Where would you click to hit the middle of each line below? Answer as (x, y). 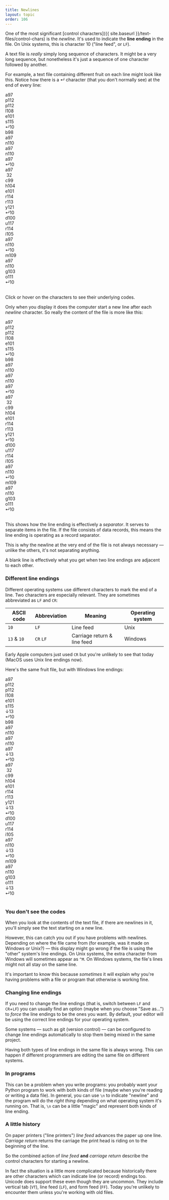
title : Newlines (22, 10)
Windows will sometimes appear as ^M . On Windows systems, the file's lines (84, 959)
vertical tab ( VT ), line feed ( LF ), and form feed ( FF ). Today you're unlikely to (82, 1187)
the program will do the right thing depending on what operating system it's (83, 1100)
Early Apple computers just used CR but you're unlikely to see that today (79, 654)
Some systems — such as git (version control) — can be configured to (78, 1029)
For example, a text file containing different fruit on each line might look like (83, 75)
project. (13, 1040)
